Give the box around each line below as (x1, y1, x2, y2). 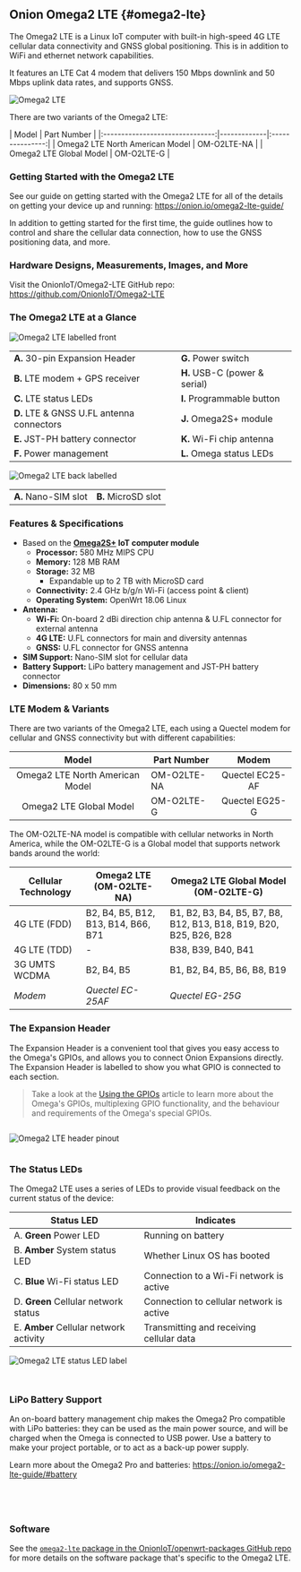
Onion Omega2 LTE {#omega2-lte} (9, 7, 207, 22)
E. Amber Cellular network (13, 1321, 125, 1334)
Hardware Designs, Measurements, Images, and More (9, 259, 249, 272)
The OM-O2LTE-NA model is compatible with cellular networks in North (9, 829, 274, 840)
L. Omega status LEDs (180, 447, 274, 460)
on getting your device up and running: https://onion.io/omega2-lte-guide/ (9, 201, 284, 212)
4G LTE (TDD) (13, 944, 73, 956)
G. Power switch (180, 351, 250, 364)
